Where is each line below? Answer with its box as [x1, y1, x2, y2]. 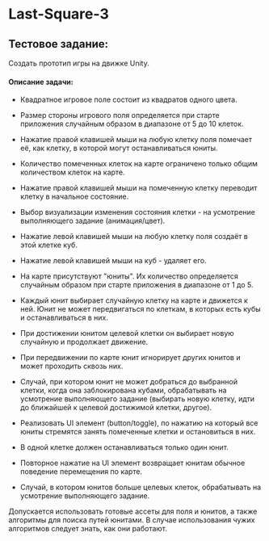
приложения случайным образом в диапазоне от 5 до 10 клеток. [19, 119, 244, 129]
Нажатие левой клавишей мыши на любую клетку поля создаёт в [19, 232, 248, 241]
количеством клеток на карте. [19, 167, 125, 178]
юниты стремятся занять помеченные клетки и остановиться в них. [19, 427, 256, 437]
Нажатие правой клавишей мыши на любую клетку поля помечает [19, 135, 253, 145]
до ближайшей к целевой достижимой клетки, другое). [19, 403, 212, 413]
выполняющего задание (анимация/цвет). [19, 216, 166, 226]
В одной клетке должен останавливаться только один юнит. [19, 442, 229, 452]
